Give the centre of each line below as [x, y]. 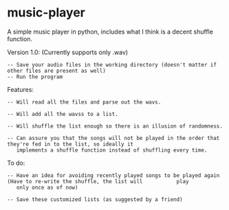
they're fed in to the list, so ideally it [70, 144]
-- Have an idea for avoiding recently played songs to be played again [113, 175]
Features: [21, 89]
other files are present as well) [57, 71]
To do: [16, 163]
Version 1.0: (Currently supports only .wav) [68, 52]
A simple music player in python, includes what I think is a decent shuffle [110, 32]
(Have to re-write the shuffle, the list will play [98, 181]
